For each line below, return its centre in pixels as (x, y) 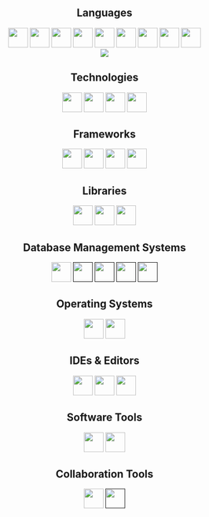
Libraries (104, 191)
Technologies (104, 78)
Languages (104, 13)
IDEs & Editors (104, 361)
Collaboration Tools (104, 474)
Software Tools (104, 418)
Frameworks (104, 135)
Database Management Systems (104, 247)
